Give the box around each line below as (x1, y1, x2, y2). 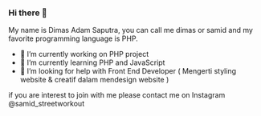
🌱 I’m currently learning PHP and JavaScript (19, 58, 165, 67)
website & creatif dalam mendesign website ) (19, 75, 169, 85)
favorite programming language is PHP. (8, 34, 138, 43)
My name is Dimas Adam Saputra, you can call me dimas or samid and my (8, 26, 253, 35)
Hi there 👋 (8, 7, 48, 18)
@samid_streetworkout (8, 99, 85, 109)
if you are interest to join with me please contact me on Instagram (8, 90, 226, 100)
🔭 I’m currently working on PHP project (19, 50, 149, 59)
